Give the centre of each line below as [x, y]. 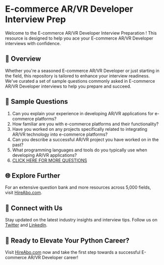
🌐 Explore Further [33, 176]
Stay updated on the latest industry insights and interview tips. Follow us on [81, 220]
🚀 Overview [23, 59]
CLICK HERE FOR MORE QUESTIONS [49, 160]
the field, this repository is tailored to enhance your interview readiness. [78, 76]
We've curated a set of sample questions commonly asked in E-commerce [80, 81]
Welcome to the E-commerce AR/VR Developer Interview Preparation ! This [81, 33]
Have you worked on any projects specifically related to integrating [80, 129]
